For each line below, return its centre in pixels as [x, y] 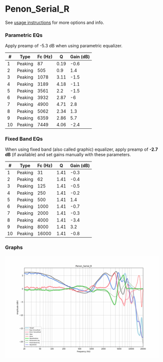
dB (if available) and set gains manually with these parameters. [68, 155]
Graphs [14, 247]
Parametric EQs [24, 35]
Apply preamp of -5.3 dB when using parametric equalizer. [64, 46]
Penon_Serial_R [37, 9]
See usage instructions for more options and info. [55, 22]
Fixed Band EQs [24, 139]
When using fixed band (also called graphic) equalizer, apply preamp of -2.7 [81, 149]
